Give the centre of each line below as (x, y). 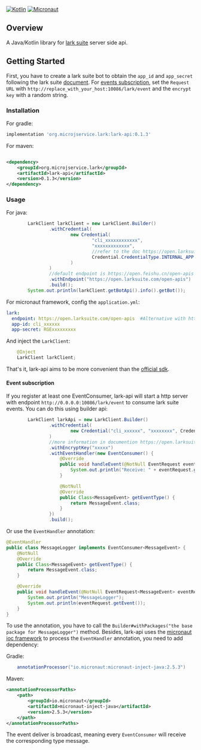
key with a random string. (37, 95)
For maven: (20, 146)
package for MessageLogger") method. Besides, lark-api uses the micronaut (99, 632)
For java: (17, 213)
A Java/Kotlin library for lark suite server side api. (67, 43)
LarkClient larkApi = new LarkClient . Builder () (88, 420)
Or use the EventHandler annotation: (51, 531)
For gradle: (20, 123)
